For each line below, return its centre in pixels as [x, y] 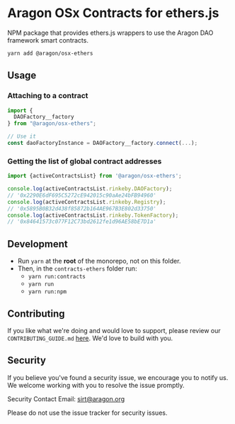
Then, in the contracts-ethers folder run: [77, 268]
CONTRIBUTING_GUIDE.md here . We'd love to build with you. [90, 338]
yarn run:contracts [57, 277]
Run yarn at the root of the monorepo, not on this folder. [99, 261]
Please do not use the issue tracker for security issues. [87, 413]
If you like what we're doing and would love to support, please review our [114, 330]
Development [38, 244]
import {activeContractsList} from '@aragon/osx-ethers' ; [94, 176]
